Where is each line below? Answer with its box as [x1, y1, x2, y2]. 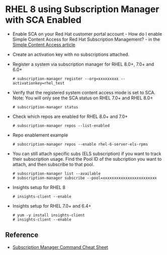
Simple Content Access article [12, 41, 75, 47]
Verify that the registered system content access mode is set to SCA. [12, 89, 156, 95]
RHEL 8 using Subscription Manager [5, 4, 159, 15]
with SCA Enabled [5, 14, 81, 26]
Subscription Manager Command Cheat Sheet [12, 244, 108, 250]
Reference [5, 231, 39, 239]
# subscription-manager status [12, 104, 78, 109]
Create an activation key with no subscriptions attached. [12, 51, 130, 57]
